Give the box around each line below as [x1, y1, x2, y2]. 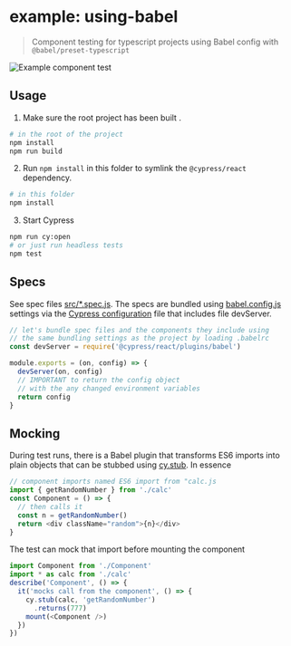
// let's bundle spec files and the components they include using [9, 325, 270, 334]
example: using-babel [9, 6, 179, 27]
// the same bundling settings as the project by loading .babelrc [9, 333, 270, 343]
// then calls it [17, 502, 83, 511]
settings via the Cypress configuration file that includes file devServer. [9, 308, 272, 319]
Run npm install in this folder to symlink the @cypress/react [22, 163, 247, 174]
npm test [9, 249, 43, 258]
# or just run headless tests [9, 241, 124, 250]
